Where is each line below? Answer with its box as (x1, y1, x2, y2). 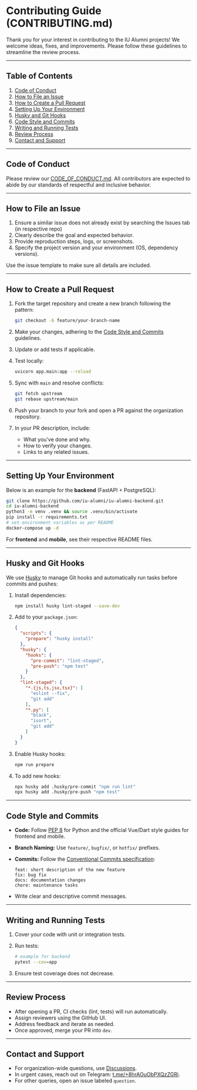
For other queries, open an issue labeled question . (14, 1077, 137, 1084)
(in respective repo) (14, 225, 63, 233)
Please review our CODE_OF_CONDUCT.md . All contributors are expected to (6, 175, 191, 182)
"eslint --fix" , (30, 690, 70, 696)
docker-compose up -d (6, 525, 59, 531)
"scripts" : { (20, 630, 52, 636)
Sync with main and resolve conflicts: (14, 379, 104, 386)
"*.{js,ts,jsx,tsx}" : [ (25, 685, 83, 691)
